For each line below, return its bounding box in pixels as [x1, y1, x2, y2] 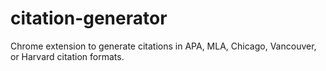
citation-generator [10, 7, 168, 30]
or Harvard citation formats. [10, 50, 125, 62]
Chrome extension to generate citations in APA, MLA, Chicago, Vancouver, [10, 40, 317, 52]
